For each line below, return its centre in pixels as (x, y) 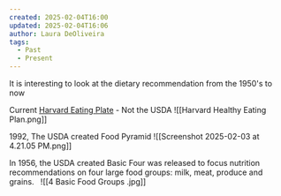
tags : (19, 42)
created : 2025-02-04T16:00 (59, 17)
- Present (35, 58)
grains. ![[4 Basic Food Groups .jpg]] (78, 181)
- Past (29, 50)
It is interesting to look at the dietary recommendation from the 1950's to (140, 83)
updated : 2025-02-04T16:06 (59, 26)
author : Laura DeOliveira (57, 34)
